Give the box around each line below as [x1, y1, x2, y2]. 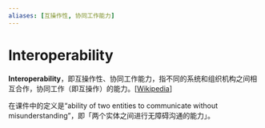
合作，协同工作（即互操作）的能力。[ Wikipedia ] [14, 83, 173, 93]
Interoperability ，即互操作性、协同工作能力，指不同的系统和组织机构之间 [8, 74, 251, 83]
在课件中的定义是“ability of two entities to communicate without [8, 101, 219, 110]
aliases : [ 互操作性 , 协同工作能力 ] [8, 11, 115, 20]
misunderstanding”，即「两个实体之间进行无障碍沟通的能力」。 [8, 110, 215, 120]
